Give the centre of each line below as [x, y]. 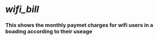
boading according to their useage [49, 31]
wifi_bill [22, 9]
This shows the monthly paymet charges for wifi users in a [79, 25]
